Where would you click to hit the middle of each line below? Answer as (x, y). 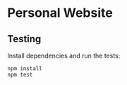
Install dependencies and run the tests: (64, 55)
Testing (24, 39)
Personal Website (60, 13)
